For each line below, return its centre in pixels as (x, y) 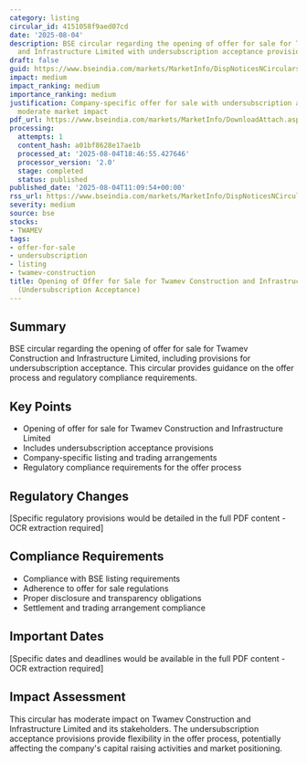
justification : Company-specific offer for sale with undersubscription (151, 103)
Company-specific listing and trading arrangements (120, 458)
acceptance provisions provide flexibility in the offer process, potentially (145, 738)
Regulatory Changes (69, 496)
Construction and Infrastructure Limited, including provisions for (130, 358)
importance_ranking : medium (63, 94)
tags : (20, 238)
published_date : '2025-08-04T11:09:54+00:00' (97, 188)
